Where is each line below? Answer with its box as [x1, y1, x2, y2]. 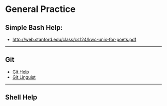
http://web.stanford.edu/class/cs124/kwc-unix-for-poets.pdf [12, 36, 137, 42]
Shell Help [5, 93, 37, 102]
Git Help [12, 69, 29, 75]
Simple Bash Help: [5, 23, 63, 32]
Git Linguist [12, 74, 36, 80]
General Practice [5, 3, 76, 15]
